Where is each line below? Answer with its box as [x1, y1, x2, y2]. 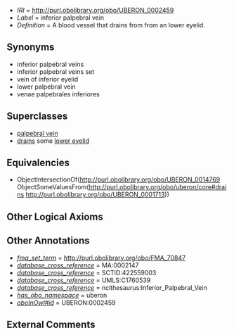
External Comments [6, 319, 96, 331]
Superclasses [6, 110, 68, 122]
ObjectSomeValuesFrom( [16, 183, 89, 191]
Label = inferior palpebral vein [16, 13, 105, 22]
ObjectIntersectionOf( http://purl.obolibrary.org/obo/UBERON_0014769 [16, 175, 221, 184]
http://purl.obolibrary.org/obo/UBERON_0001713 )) [25, 190, 170, 199]
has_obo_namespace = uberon [16, 291, 108, 299]
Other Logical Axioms [6, 210, 103, 222]
